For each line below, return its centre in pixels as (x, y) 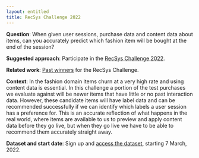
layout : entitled (28, 12)
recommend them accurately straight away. (59, 132)
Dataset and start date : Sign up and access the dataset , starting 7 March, (97, 143)
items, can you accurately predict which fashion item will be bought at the (97, 40)
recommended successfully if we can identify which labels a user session (97, 106)
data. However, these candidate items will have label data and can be (91, 100)
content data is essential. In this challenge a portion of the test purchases (96, 87)
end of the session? (30, 47)
